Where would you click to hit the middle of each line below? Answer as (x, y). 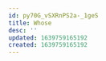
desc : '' (23, 30)
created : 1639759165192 (48, 45)
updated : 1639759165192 (48, 38)
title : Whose (30, 23)
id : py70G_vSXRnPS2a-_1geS (53, 15)
